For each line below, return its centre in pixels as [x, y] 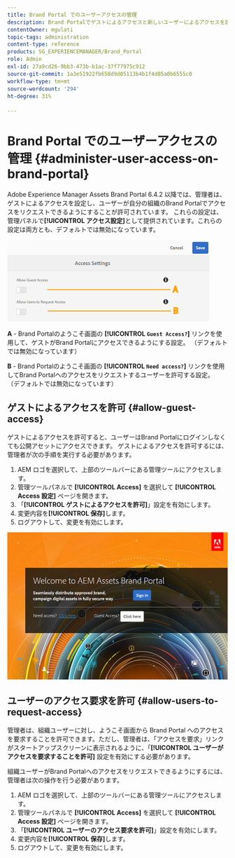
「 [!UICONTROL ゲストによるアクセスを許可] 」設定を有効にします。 [116, 504]
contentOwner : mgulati [40, 29]
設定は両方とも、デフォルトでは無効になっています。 [83, 230]
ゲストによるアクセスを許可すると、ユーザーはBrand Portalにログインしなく [116, 437]
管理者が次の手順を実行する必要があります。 [71, 454]
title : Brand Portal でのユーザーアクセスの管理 [72, 15]
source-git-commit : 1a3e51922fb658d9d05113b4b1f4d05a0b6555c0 [100, 74]
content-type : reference [43, 45]
